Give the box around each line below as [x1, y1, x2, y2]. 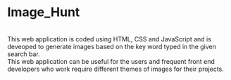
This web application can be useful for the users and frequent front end [7, 57, 215, 65]
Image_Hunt [7, 4, 80, 20]
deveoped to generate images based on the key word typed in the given [7, 42, 217, 51]
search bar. [7, 50, 40, 58]
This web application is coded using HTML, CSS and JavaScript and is [7, 34, 211, 43]
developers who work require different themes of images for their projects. [7, 65, 224, 73]
